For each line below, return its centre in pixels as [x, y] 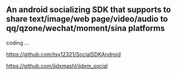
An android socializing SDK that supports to [89, 10]
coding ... [18, 43]
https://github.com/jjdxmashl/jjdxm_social [57, 65]
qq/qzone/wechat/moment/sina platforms [86, 28]
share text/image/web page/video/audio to [87, 19]
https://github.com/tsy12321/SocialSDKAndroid [64, 54]
